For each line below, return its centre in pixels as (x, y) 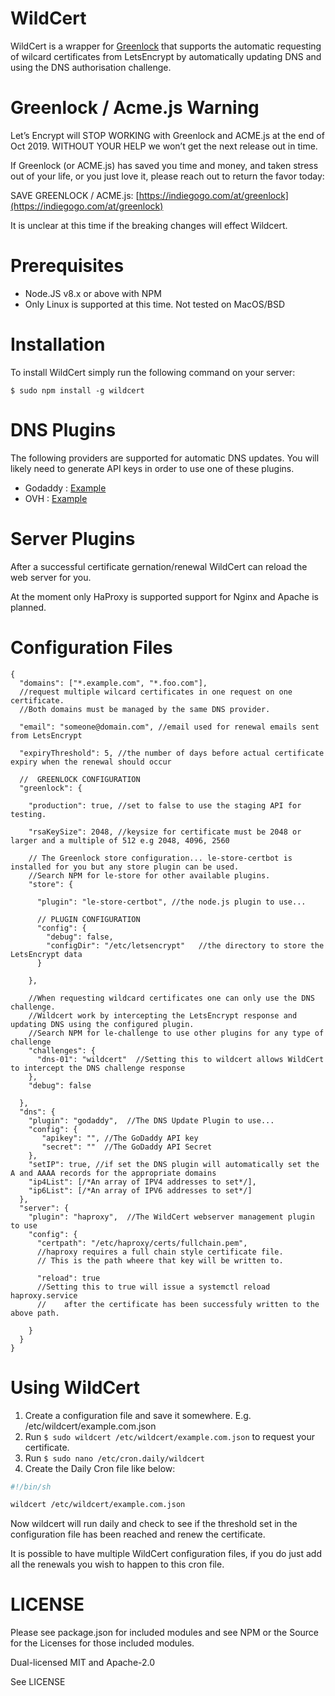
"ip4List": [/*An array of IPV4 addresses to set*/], (142, 1182)
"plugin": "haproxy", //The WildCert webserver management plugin (171, 1217)
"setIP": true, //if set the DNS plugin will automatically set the (174, 1164)
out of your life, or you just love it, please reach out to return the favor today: (167, 176)
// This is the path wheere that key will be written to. (160, 1260)
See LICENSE (38, 1682)
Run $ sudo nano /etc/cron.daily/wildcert (115, 1458)
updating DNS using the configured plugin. (102, 1024)
